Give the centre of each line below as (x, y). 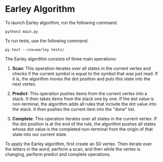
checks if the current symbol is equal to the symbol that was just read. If (85, 73)
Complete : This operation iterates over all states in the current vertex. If (84, 118)
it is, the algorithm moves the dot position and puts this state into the (81, 79)
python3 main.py (22, 31)
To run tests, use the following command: (47, 41)
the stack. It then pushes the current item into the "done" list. (74, 109)
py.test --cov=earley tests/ (35, 50)
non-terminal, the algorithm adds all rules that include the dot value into (84, 104)
